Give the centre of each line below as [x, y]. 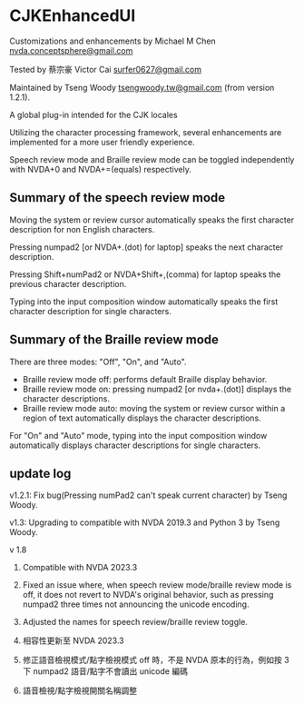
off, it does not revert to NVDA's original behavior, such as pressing [148, 595]
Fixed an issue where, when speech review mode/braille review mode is [157, 585]
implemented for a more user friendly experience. [102, 142]
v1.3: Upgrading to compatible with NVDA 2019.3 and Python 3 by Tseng [145, 522]
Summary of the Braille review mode [114, 340]
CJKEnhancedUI [73, 16]
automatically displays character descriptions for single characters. [135, 445]
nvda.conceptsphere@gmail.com [71, 50]
